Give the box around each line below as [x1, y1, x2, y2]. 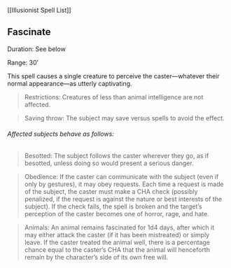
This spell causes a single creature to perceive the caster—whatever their [7, 71, 220, 80]
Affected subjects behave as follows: [7, 129, 114, 139]
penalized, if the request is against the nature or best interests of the [24, 195, 223, 204]
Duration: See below [7, 45, 66, 53]
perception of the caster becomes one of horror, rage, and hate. [24, 210, 209, 218]
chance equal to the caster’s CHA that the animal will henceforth [24, 246, 210, 254]
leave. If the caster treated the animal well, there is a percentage [24, 238, 210, 247]
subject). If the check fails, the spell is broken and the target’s [24, 202, 202, 211]
